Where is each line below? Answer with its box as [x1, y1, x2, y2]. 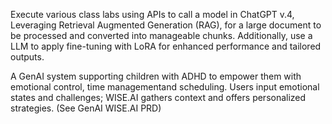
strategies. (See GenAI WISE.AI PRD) [10, 102, 162, 114]
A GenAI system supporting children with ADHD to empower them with [10, 70, 302, 82]
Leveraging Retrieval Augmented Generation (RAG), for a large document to [10, 19, 322, 31]
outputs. [10, 51, 45, 63]
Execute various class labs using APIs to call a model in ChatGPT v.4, [10, 9, 295, 20]
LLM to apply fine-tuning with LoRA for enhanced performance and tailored [10, 40, 322, 52]
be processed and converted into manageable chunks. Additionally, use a [10, 30, 313, 41]
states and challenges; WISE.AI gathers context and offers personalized [10, 92, 307, 103]
